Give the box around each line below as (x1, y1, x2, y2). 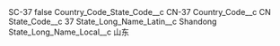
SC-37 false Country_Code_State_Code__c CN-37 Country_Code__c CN (8, 7, 271, 17)
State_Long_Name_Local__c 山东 (8, 27, 130, 37)
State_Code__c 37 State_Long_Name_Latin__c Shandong (8, 16, 217, 27)
